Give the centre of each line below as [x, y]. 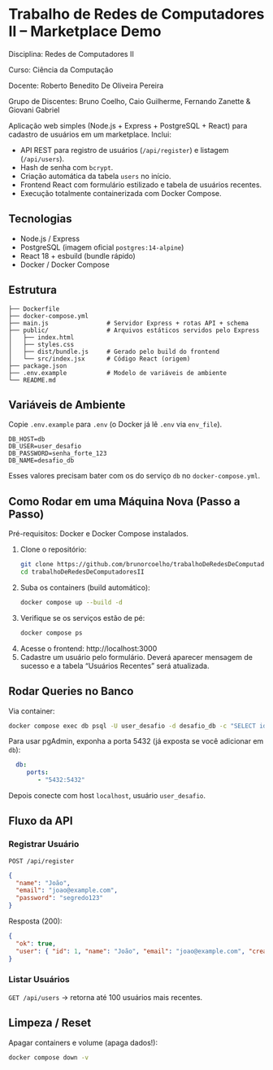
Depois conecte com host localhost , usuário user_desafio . [107, 795]
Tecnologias [40, 219]
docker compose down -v [49, 1057]
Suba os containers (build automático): [85, 587]
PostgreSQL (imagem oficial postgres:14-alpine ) [102, 247]
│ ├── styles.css [41, 344]
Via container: [32, 711]
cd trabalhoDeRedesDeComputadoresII [82, 572]
